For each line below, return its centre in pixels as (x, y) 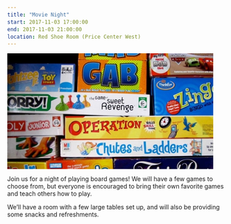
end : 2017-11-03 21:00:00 (44, 29)
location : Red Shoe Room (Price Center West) (74, 37)
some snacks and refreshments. (53, 214)
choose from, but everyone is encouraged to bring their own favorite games (115, 187)
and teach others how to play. (50, 193)
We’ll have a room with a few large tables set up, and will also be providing (113, 207)
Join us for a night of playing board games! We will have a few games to (110, 179)
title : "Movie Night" (38, 15)
